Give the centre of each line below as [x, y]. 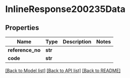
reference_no [24, 50]
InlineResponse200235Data [66, 9]
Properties [22, 28]
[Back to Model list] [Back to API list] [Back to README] [63, 70]
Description [77, 42]
